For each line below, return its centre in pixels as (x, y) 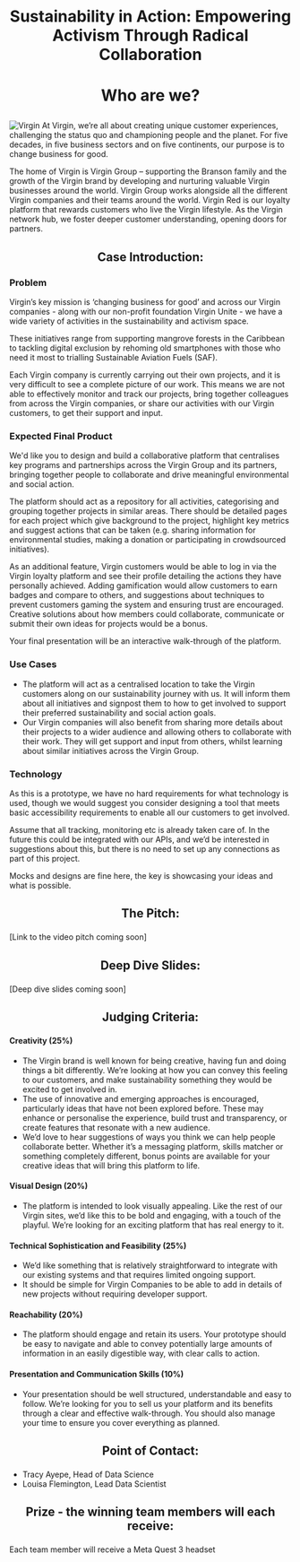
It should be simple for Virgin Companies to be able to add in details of (152, 1285)
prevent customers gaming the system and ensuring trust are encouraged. (146, 605)
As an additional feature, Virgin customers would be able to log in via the (143, 567)
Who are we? (150, 95)
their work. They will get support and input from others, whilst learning (152, 741)
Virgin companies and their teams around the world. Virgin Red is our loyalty (150, 200)
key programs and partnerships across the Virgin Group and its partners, (143, 465)
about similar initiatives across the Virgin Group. (111, 751)
